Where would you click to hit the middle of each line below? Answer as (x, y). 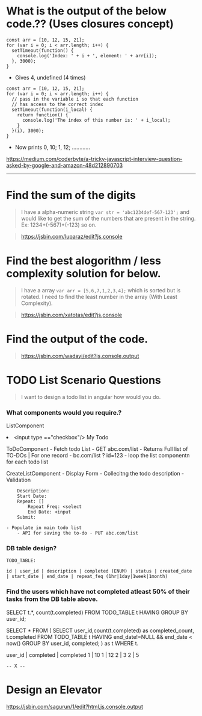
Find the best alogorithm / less (84, 261)
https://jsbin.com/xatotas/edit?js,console (72, 315)
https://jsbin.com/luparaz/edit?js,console (72, 236)
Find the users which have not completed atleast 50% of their (98, 592)
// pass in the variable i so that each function (75, 99)
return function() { (43, 115)
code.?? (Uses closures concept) (90, 24)
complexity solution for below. (84, 274)
